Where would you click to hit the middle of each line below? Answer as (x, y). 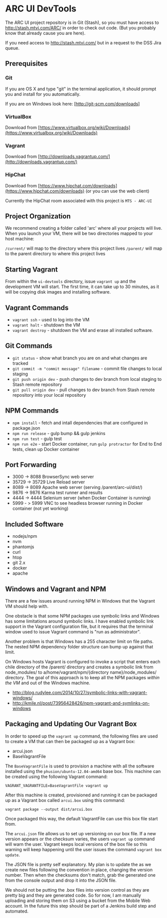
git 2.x (19, 563)
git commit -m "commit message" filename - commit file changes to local (87, 368)
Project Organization (38, 216)
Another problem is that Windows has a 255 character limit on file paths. (79, 641)
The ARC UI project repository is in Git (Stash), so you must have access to (82, 22)
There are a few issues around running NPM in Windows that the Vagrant (80, 601)
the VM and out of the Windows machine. (48, 683)
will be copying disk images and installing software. (58, 292)
